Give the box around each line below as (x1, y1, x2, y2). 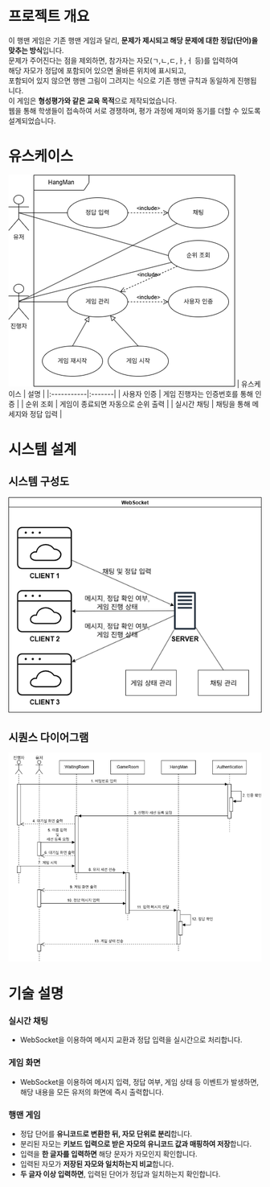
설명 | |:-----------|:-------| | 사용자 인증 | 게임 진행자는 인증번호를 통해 (27, 389, 254, 398)
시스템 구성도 (8, 475, 70, 488)
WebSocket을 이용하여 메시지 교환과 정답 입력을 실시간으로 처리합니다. (19, 1035, 243, 1045)
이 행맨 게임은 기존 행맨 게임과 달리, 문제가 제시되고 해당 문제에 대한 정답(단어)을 (8, 35, 259, 45)
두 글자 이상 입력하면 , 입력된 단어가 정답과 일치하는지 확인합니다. (19, 1168, 221, 1179)
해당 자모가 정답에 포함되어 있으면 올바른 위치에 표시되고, (8, 65, 186, 75)
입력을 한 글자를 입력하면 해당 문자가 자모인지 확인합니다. (19, 1148, 198, 1159)
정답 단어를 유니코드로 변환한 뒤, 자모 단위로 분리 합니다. (19, 1128, 193, 1139)
